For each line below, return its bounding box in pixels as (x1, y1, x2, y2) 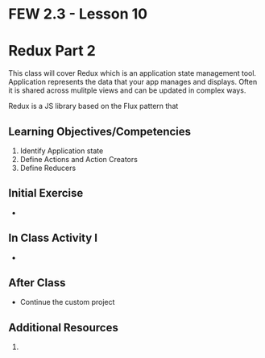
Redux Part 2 (8, 42, 97, 60)
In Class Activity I (8, 231, 98, 245)
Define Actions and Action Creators (19, 154, 139, 164)
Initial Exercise (8, 186, 84, 200)
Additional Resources (8, 320, 118, 335)
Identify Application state (19, 146, 104, 156)
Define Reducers (19, 163, 77, 173)
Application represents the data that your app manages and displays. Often (8, 77, 258, 87)
